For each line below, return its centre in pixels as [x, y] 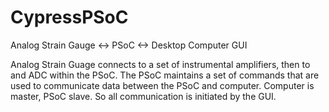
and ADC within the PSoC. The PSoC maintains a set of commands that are [165, 75]
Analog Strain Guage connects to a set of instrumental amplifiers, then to [160, 64]
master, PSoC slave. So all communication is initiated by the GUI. [143, 96]
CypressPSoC [69, 17]
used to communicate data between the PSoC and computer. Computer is [162, 85]
